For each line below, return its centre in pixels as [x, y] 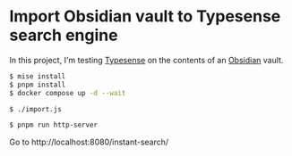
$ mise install [38, 76]
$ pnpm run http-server [54, 125]
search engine [64, 35]
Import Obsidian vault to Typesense [145, 16]
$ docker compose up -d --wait [68, 93]
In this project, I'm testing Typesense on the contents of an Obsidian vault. [146, 60]
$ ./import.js [36, 109]
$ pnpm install [38, 85]
